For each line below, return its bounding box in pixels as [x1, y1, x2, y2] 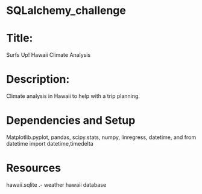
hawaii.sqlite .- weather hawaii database [6, 181, 107, 188]
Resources [6, 161, 62, 175]
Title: [6, 31, 33, 45]
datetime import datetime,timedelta [6, 140, 93, 147]
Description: [6, 73, 70, 86]
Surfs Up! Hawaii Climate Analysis [6, 51, 91, 59]
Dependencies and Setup [6, 114, 136, 128]
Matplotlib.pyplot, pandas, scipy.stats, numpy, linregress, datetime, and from [6, 134, 197, 141]
